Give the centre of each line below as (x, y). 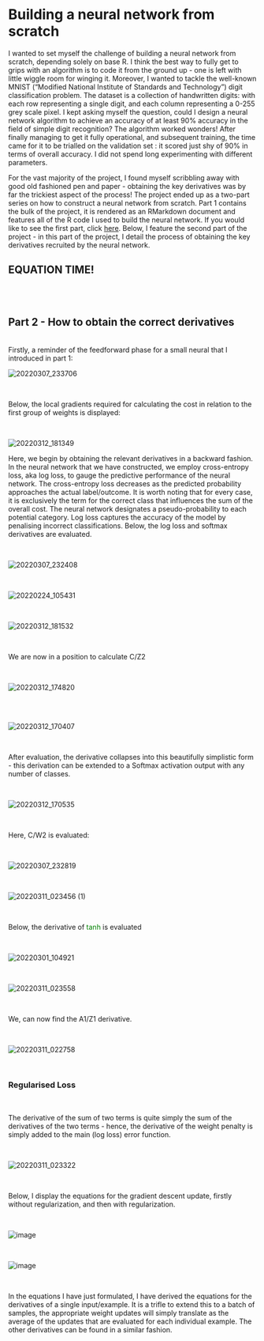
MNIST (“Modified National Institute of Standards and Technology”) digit (125, 87)
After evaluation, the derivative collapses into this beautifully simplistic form (131, 757)
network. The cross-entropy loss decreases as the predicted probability (125, 483)
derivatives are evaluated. (50, 534)
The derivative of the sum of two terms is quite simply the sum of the (120, 1117)
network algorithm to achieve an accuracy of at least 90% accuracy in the (128, 120)
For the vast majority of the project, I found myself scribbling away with (124, 178)
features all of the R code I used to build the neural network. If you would (126, 220)
